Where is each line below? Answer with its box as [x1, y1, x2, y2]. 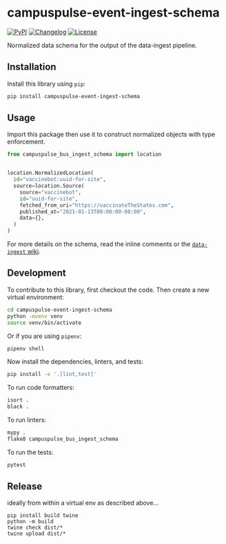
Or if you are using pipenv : [7, 332, 82, 340]
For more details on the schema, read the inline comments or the [7, 240, 191, 248]
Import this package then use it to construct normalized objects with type [7, 130, 216, 139]
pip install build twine [7, 512, 79, 519]
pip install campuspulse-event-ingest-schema [7, 93, 140, 100]
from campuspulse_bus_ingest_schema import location [7, 151, 162, 158]
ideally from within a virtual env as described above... [7, 499, 159, 507]
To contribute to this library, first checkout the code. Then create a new [7, 285, 209, 294]
